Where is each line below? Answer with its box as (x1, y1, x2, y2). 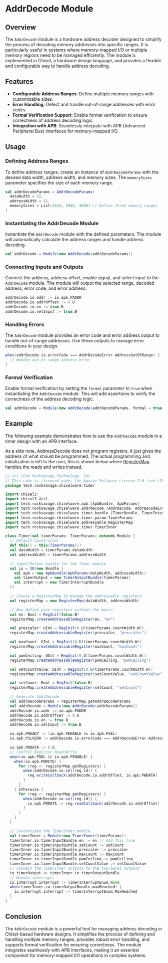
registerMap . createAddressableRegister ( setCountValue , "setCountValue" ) (9, 671, 164, 677)
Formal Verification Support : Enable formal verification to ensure (12, 112, 147, 118)
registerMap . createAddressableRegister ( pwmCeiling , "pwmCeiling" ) (9, 658, 151, 663)
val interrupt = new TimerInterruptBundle (14, 580, 104, 585)
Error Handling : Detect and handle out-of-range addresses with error (12, 101, 156, 107)
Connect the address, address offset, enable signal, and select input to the (5, 275, 159, 281)
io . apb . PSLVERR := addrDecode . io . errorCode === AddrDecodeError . (9, 736, 149, 741)
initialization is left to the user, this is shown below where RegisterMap (5, 458, 150, 464)
